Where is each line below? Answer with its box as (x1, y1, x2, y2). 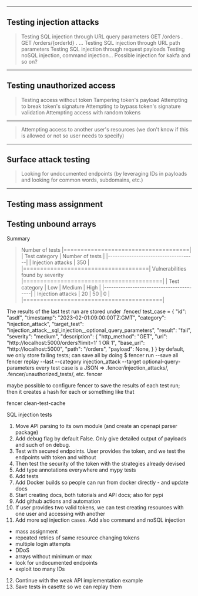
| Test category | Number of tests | (21, 252, 105, 259)
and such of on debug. (15, 441, 71, 448)
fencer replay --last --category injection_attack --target (6, 358, 142, 365)
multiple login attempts (15, 540, 71, 547)
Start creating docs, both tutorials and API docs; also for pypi (15, 491, 163, 498)
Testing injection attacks (6, 17, 99, 27)
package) (15, 429, 39, 436)
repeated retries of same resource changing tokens (15, 534, 140, 541)
